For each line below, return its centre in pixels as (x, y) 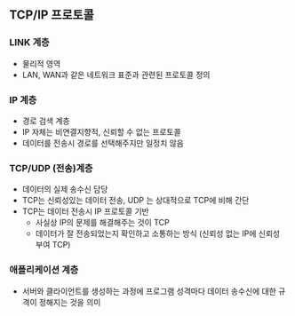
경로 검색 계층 (46, 121)
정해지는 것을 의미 (70, 302)
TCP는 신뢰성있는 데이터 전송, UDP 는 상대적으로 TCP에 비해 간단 (136, 201)
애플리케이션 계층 (44, 270)
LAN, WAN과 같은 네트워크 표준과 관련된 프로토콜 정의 (116, 75)
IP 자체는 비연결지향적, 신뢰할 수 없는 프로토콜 (101, 131)
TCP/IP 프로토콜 (52, 15)
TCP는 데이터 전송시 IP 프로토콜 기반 (85, 211)
